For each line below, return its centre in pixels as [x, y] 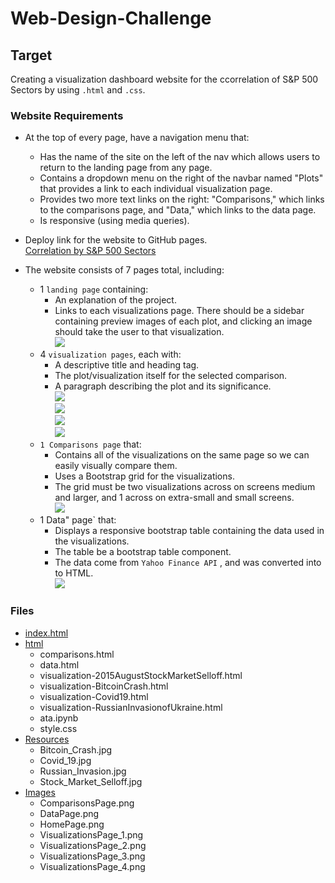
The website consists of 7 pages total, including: [124, 270]
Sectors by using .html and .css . [78, 90]
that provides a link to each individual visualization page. [156, 189]
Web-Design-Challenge [111, 18]
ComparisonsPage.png [87, 803]
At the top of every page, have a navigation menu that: [137, 138]
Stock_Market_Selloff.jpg [91, 781]
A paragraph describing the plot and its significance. [163, 386]
